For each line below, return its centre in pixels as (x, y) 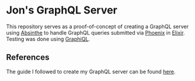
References (28, 57)
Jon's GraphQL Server (62, 10)
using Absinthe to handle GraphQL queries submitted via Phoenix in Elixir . (95, 32)
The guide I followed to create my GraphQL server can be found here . (91, 72)
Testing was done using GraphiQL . (48, 39)
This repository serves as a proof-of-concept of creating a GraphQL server (97, 26)
